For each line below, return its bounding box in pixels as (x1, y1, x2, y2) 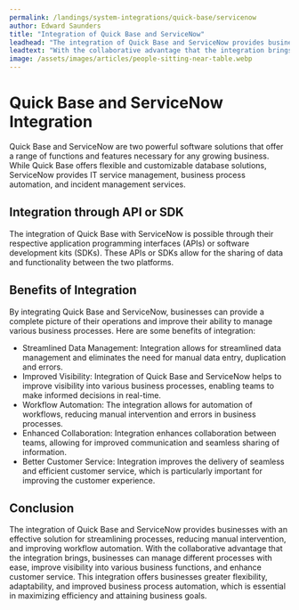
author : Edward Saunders (9, 21, 101, 30)
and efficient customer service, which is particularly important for (21, 465, 263, 476)
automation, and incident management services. (9, 179, 187, 190)
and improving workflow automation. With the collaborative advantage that (9, 543, 283, 554)
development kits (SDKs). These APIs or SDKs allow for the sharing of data (9, 247, 283, 258)
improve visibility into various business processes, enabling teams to (21, 380, 274, 391)
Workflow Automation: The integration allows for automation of (21, 399, 254, 410)
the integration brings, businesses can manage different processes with (9, 553, 273, 564)
